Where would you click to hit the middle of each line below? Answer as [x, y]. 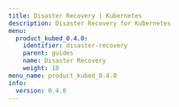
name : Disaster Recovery [65, 61]
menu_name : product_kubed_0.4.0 [62, 76]
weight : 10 [41, 68]
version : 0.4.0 [41, 91]
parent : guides [48, 53]
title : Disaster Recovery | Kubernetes [75, 16]
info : [17, 83]
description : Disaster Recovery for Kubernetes [90, 23]
